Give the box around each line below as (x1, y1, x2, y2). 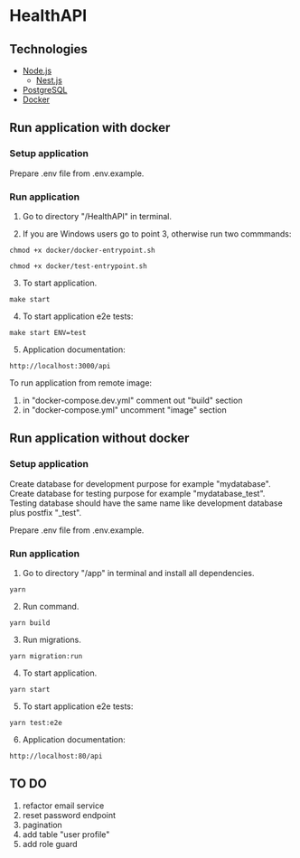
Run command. (22, 601, 80, 611)
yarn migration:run (9, 651, 83, 660)
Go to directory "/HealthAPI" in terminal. (22, 210, 172, 221)
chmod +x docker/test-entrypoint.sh (9, 261, 147, 271)
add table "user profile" (22, 828, 110, 840)
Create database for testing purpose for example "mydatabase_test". (9, 488, 266, 499)
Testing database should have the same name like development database (9, 498, 283, 508)
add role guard (22, 838, 78, 849)
